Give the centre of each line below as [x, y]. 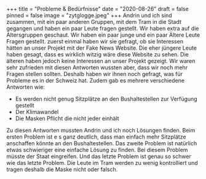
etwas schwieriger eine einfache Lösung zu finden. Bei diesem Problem [97, 150]
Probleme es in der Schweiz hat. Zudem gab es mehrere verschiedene [96, 80]
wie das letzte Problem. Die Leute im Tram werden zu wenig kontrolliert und [102, 163]
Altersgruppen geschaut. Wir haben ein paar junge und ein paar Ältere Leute [103, 35]
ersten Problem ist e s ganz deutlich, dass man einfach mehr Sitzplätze [96, 137]
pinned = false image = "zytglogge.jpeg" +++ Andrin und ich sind [89, 15]
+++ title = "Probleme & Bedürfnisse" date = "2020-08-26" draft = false [97, 9]
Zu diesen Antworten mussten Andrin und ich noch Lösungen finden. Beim [101, 130]
